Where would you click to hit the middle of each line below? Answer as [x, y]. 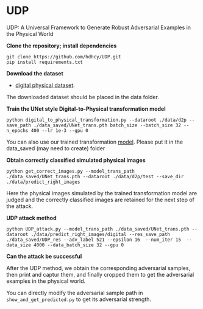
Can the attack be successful [44, 256]
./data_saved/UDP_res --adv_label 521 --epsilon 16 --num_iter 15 [94, 240]
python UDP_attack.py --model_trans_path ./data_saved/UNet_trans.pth [98, 229]
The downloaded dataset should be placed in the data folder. [83, 97]
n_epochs [17, 130]
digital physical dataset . [45, 85]
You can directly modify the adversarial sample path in [75, 293]
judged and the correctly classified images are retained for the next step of [101, 200]
